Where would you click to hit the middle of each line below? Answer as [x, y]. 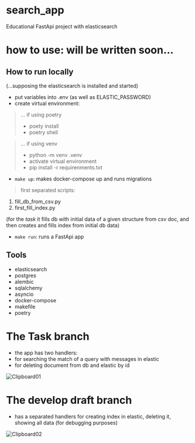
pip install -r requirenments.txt [66, 167]
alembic [24, 281]
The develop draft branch [69, 400]
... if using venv [39, 144]
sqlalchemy [28, 288]
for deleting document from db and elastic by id [72, 365]
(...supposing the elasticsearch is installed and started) [72, 86]
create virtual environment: [47, 103]
